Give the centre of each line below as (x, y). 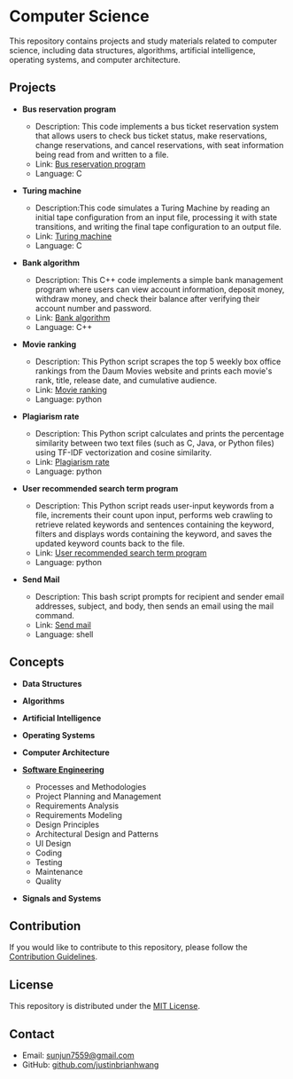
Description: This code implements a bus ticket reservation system (157, 126)
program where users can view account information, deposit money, (160, 289)
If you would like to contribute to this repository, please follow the (128, 948)
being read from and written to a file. (102, 154)
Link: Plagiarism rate (72, 461)
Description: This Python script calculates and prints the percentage (160, 433)
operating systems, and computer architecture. (95, 59)
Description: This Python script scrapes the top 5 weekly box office (158, 361)
